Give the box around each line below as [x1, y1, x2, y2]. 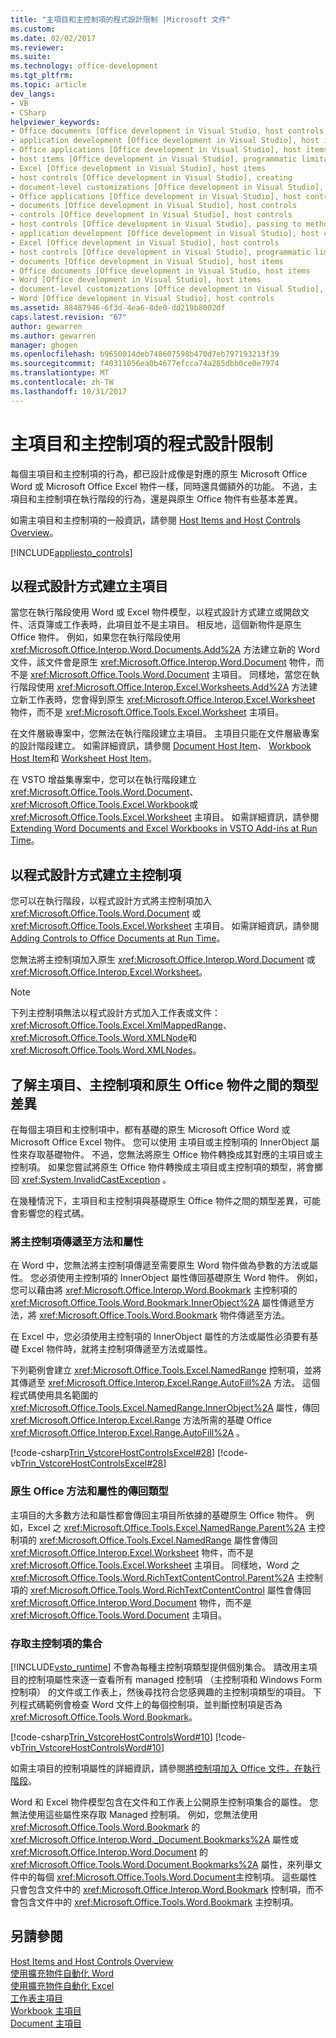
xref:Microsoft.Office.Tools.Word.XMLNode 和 [10, 1032, 198, 1044]
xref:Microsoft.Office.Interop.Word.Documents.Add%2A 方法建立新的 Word [10, 644, 320, 656]
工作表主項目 [10, 1992, 63, 2004]
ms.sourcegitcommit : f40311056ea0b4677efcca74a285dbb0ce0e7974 [10, 359, 280, 369]
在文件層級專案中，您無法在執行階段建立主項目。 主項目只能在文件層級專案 [10, 727, 320, 740]
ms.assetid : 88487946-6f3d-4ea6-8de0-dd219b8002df [10, 303, 226, 313]
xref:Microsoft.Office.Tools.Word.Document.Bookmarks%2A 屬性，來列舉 [10, 1858, 314, 1870]
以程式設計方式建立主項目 [10, 577, 168, 595]
